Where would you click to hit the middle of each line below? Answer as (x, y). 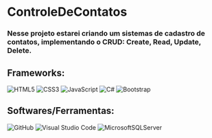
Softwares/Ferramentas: (61, 111)
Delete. (20, 51)
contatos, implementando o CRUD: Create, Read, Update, (104, 42)
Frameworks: (36, 73)
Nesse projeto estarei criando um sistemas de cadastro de (106, 34)
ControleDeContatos (67, 12)
